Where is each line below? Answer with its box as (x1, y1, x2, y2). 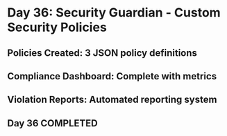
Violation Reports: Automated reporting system (7, 94, 217, 106)
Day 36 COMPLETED (7, 117, 99, 129)
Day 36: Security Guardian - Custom (7, 5, 221, 21)
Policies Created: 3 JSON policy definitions (7, 47, 198, 59)
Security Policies (7, 19, 108, 35)
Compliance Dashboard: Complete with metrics (7, 70, 217, 82)
